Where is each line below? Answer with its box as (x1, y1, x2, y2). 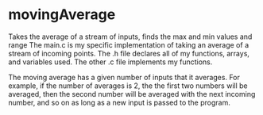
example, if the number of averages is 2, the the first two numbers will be (8, 81, 248, 90)
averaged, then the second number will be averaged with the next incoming (8, 89, 256, 98)
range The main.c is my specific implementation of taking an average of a (8, 40, 249, 49)
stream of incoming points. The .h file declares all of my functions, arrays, (8, 48, 250, 58)
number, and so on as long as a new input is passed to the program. (8, 98, 230, 107)
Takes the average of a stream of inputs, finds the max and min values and (8, 32, 253, 41)
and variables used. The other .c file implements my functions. (8, 57, 213, 67)
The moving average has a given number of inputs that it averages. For (8, 72, 241, 82)
